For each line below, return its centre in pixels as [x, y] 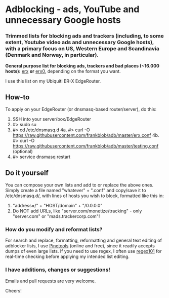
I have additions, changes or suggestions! [58, 270]
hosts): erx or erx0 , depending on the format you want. [63, 71]
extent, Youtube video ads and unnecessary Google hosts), [80, 43]
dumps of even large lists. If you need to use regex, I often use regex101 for [83, 251]
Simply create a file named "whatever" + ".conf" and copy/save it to [76, 191]
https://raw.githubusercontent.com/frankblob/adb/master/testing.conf [86, 146]
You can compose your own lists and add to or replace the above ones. [79, 185]
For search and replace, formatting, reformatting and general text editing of [83, 240]
